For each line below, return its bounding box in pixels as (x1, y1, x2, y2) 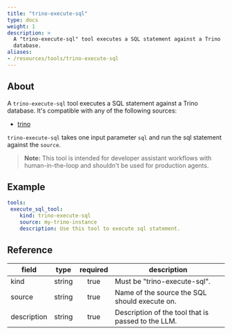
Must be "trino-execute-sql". (115, 276, 211, 286)
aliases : (7, 49, 32, 56)
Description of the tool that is (115, 307, 209, 317)
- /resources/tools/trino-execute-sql (7, 55, 119, 62)
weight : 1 (7, 23, 36, 30)
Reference (7, 245, 53, 256)
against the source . (7, 140, 61, 149)
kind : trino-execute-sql (19, 212, 91, 220)
